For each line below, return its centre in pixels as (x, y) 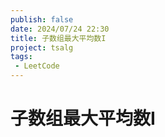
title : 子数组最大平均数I (58, 38)
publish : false (42, 19)
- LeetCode (37, 66)
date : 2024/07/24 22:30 (60, 29)
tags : (21, 57)
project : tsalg (42, 47)
